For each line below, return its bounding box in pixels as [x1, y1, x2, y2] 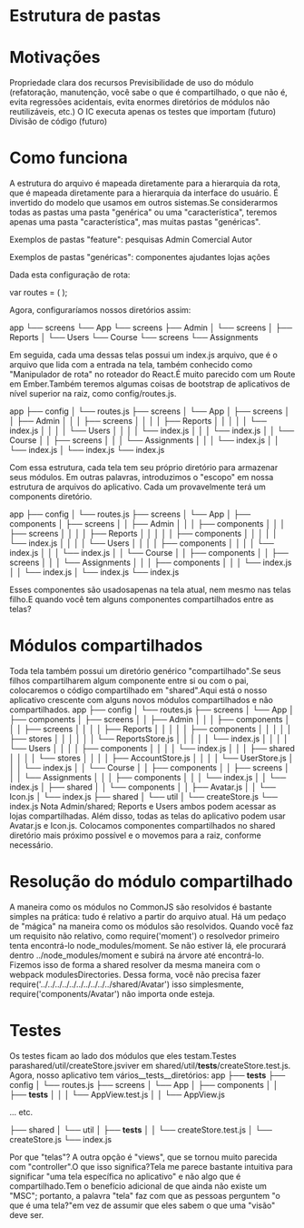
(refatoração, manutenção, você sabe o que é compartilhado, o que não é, [9, 87, 288, 98]
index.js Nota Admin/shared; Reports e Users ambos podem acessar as [9, 801, 277, 811]
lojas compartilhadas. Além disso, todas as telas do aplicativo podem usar [9, 810, 286, 821]
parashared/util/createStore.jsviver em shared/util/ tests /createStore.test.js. [9, 1060, 291, 1071]
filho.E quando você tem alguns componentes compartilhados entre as [9, 594, 274, 605]
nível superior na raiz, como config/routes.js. [9, 388, 177, 399]
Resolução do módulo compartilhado [9, 871, 293, 892]
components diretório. [9, 491, 93, 502]
